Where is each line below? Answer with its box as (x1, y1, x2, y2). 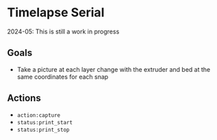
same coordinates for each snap (16, 72, 109, 81)
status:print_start (16, 119, 73, 126)
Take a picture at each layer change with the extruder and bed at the (16, 65, 211, 73)
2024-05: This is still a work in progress (7, 27, 120, 36)
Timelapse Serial (7, 5, 105, 20)
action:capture (16, 111, 61, 119)
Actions (7, 92, 41, 104)
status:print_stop (16, 126, 70, 133)
